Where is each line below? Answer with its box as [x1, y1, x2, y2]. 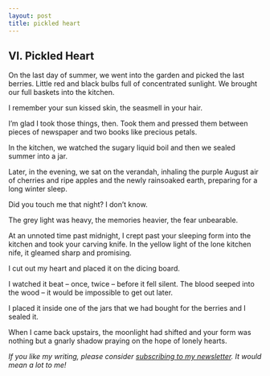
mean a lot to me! [8, 360, 67, 370]
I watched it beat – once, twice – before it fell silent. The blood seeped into [8, 279, 255, 289]
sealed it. [8, 312, 39, 322]
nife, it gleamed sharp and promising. [8, 248, 133, 258]
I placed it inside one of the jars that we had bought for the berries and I [8, 304, 247, 313]
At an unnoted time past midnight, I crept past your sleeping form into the [8, 231, 252, 241]
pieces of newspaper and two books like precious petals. [8, 127, 198, 137]
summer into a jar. [8, 151, 68, 161]
